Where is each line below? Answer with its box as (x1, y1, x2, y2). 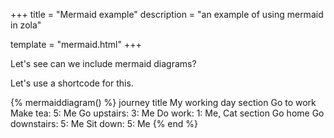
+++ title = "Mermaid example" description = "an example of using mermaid (10, 9, 324, 20)
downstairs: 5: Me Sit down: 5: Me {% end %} (10, 118, 199, 129)
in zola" (10, 19, 42, 31)
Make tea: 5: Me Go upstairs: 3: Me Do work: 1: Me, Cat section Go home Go (10, 107, 325, 119)
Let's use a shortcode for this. (10, 77, 134, 89)
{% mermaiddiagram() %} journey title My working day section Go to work (10, 97, 317, 108)
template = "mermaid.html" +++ (10, 39, 142, 50)
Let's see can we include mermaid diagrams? (10, 58, 197, 69)
